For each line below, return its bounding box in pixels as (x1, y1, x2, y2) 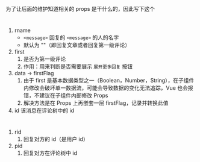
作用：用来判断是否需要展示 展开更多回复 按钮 (23, 63, 133, 70)
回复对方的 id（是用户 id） (23, 136, 89, 143)
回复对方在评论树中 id (23, 149, 78, 157)
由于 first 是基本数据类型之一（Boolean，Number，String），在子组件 (23, 77, 195, 84)
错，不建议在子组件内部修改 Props (23, 92, 108, 99)
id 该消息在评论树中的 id (14, 107, 75, 114)
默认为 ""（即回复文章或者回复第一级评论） (23, 42, 131, 49)
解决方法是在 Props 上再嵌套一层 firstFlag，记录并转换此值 (23, 99, 169, 107)
